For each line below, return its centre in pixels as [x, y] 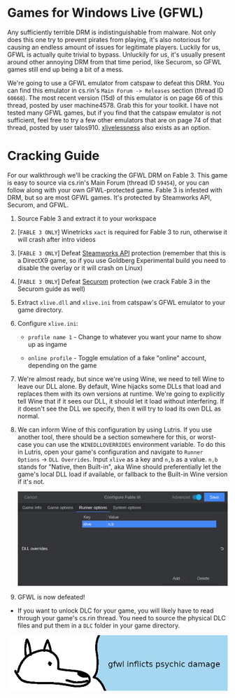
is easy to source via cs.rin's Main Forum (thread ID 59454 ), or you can [108, 183]
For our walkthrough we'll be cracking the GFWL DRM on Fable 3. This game [117, 175]
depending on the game [62, 365]
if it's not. [31, 481]
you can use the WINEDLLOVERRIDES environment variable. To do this [129, 444]
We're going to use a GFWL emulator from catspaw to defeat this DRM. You [116, 83]
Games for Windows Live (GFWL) [106, 13]
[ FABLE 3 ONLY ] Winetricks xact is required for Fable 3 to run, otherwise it [122, 232]
